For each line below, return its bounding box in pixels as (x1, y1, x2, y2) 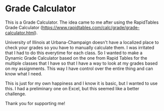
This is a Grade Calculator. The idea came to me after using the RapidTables (5, 19, 159, 25)
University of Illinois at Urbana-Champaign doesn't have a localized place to (5, 39, 159, 45)
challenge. (5, 91, 27, 97)
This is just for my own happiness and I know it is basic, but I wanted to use (5, 80, 158, 86)
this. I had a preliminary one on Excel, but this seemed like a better (5, 85, 139, 91)
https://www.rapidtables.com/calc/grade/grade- (42, 24, 140, 30)
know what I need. (5, 71, 43, 76)
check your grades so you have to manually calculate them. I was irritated (5, 44, 155, 50)
